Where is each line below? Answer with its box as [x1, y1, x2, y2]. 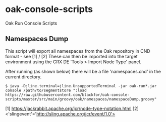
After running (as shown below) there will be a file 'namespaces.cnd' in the [5, 68, 161, 74]
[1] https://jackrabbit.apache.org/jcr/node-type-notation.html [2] [5, 105, 139, 111]
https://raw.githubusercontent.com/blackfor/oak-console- [5, 92, 130, 97]
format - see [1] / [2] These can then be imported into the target [5, 53, 138, 59]
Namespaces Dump [5, 35, 69, 43]
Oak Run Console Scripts [5, 20, 58, 26]
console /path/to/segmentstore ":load [5, 88, 87, 93]
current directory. [5, 74, 42, 80]
